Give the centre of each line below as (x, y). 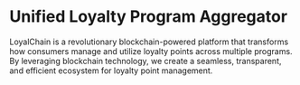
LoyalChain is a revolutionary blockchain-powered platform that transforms (149, 42)
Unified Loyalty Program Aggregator (148, 17)
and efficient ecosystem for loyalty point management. (111, 71)
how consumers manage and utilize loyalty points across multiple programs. (151, 51)
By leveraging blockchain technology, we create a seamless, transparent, (145, 61)
